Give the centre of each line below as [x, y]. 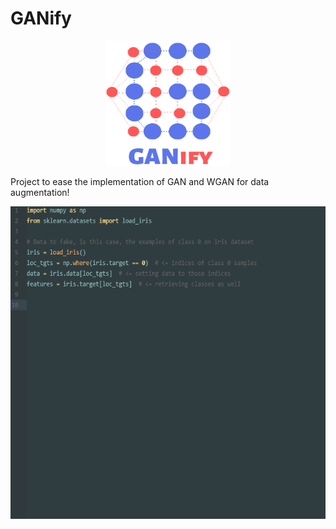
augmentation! [40, 192]
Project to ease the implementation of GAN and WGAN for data [140, 181]
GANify [41, 18]
